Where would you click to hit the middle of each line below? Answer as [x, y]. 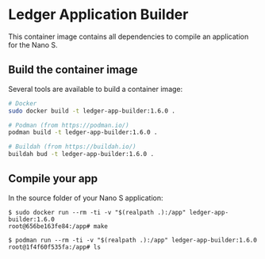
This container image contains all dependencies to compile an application [129, 36]
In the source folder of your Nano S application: [86, 198]
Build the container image [73, 70]
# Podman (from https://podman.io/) [69, 125]
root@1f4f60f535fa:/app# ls [55, 247]
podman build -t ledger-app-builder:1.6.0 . [83, 132]
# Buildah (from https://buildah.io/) [72, 147]
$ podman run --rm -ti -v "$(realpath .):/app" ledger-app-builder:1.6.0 [133, 240]
